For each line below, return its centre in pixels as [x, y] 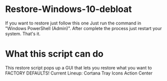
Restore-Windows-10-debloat [69, 9]
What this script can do [54, 54]
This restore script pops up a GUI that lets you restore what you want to [79, 67]
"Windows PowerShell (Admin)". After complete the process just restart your [83, 28]
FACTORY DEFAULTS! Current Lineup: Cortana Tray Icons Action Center [79, 73]
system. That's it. [23, 33]
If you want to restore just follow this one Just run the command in [73, 23]
